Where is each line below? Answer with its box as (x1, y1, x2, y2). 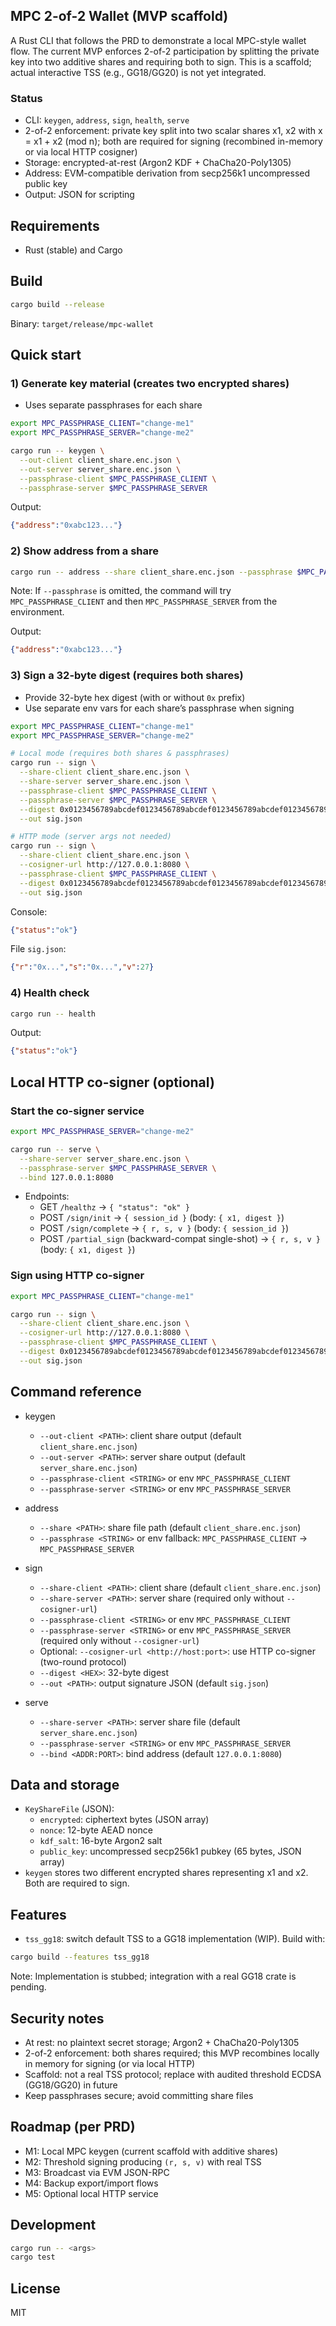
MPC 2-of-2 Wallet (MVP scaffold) (10, 8, 229, 25)
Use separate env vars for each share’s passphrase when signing (24, 702, 295, 714)
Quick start (10, 347, 82, 363)
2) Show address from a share (10, 544, 159, 558)
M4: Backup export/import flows (24, 2177, 159, 2189)
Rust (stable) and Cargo (24, 244, 123, 256)
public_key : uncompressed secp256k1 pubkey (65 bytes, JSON (39, 1845, 302, 1858)
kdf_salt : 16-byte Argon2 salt (39, 1835, 163, 1847)
